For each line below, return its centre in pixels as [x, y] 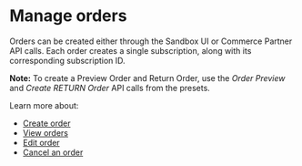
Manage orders [68, 16]
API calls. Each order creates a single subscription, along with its [131, 50]
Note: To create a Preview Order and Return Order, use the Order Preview [147, 78]
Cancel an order [53, 152]
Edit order [41, 142]
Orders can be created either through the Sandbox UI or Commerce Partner [151, 41]
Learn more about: [44, 105]
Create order [46, 123]
